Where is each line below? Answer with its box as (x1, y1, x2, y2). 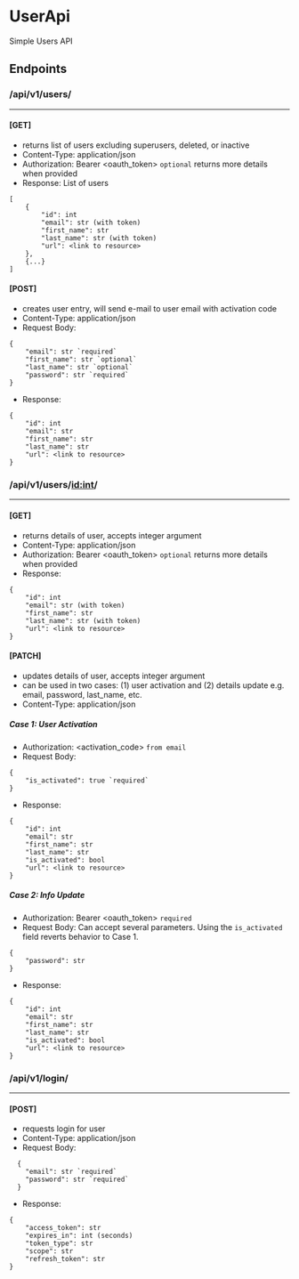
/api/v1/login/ (9, 1072, 69, 1084)
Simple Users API (9, 36, 73, 46)
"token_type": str (25, 1239, 93, 1248)
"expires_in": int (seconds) (25, 1231, 133, 1241)
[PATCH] (9, 651, 42, 661)
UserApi (9, 6, 71, 27)
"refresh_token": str (25, 1255, 105, 1264)
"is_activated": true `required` (25, 776, 149, 785)
